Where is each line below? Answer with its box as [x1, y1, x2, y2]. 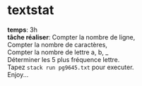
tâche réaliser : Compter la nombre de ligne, [7, 32, 136, 41]
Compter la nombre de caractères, [7, 40, 108, 49]
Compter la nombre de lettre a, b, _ [7, 48, 109, 56]
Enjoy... [7, 70, 29, 79]
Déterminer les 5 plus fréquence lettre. [7, 55, 120, 63]
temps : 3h [7, 25, 37, 34]
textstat [7, 2, 54, 18]
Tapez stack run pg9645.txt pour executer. [7, 63, 134, 71]
